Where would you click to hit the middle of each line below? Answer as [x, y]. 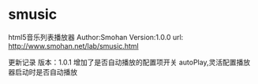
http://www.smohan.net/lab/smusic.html [74, 46]
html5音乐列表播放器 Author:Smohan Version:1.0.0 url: [96, 37]
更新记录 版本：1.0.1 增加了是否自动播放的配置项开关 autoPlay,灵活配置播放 [129, 62]
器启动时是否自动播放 [43, 71]
